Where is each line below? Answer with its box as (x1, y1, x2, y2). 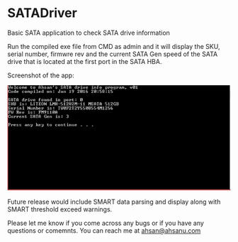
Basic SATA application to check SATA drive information (7, 28, 170, 37)
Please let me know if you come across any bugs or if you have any (7, 219, 204, 228)
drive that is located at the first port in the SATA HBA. (7, 57, 162, 65)
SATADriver (7, 5, 78, 21)
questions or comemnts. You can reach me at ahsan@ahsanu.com (7, 226, 201, 235)
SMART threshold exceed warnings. (7, 205, 113, 214)
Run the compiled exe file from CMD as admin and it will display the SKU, (7, 42, 220, 50)
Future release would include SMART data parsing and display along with (7, 197, 221, 207)
